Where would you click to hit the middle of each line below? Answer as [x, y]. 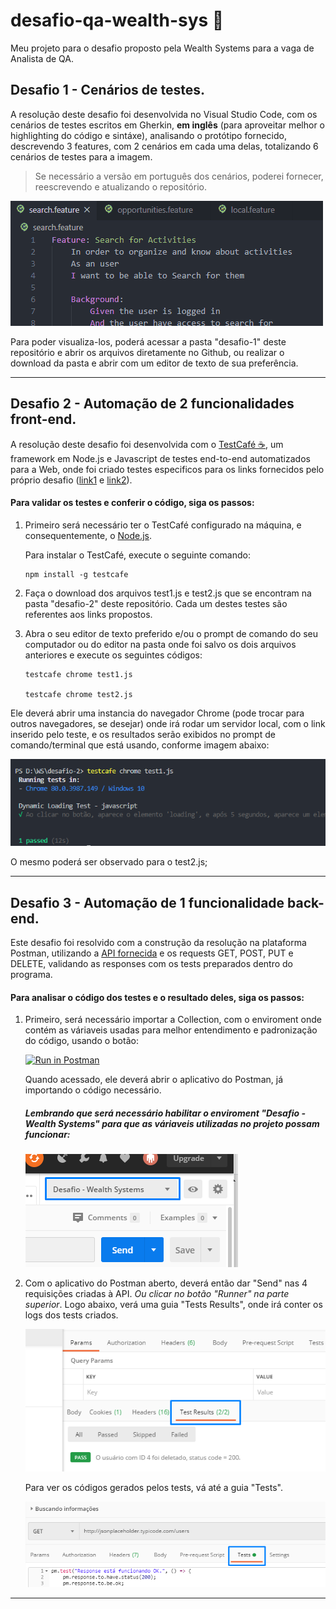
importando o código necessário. [93, 1090]
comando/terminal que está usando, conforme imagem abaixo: [140, 745]
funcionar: [47, 1134]
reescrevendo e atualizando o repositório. [120, 186]
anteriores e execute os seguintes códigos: [113, 655]
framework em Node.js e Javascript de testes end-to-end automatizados [160, 458]
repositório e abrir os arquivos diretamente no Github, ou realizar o [147, 352]
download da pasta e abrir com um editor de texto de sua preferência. [154, 363]
